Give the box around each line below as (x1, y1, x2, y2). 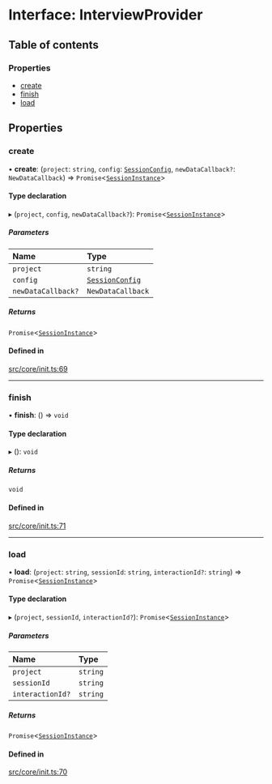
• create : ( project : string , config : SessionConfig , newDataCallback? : (8, 164, 236, 173)
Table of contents (8, 38, 99, 52)
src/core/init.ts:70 (8, 767, 68, 777)
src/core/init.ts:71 (8, 521, 66, 530)
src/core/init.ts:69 (8, 364, 69, 373)
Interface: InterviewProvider (8, 6, 203, 24)
